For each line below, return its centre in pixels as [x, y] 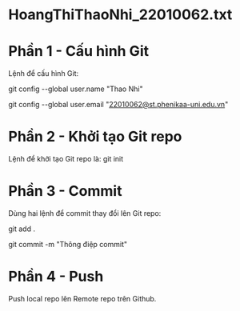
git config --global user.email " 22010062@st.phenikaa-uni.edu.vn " [118, 105]
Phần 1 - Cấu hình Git [79, 52]
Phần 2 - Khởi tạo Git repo [95, 137]
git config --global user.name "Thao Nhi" [76, 89]
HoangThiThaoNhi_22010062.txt [120, 15]
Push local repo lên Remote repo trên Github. [82, 298]
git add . [22, 229]
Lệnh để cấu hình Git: [44, 74]
